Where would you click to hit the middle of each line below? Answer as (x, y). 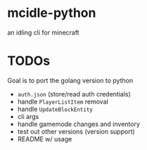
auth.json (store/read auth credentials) (74, 94)
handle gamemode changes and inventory (79, 124)
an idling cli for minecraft (43, 32)
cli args (28, 116)
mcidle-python (52, 13)
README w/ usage (45, 139)
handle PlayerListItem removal (63, 101)
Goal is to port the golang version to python (70, 80)
